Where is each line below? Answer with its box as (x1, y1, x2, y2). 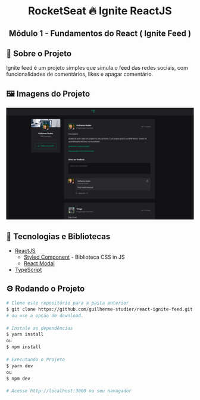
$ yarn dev (6, 362, 33, 369)
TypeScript (14, 266, 42, 274)
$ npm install (6, 344, 42, 350)
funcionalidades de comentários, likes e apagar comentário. (6, 70, 154, 78)
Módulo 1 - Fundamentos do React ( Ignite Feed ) (8, 28, 192, 38)
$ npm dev (6, 376, 31, 382)
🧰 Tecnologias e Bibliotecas (6, 231, 111, 241)
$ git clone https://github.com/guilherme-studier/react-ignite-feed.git (6, 306, 193, 312)
